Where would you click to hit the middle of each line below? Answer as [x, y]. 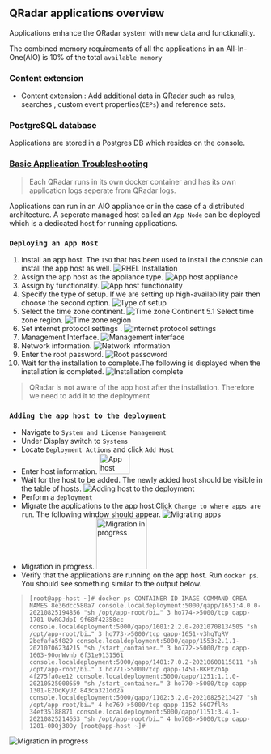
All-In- [237, 49]
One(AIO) [25, 57]
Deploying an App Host [54, 243]
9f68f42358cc [102, 620]
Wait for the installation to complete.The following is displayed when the [141, 363]
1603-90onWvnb [53, 655]
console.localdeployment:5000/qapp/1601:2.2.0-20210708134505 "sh [143, 627]
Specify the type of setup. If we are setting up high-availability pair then [141, 294]
